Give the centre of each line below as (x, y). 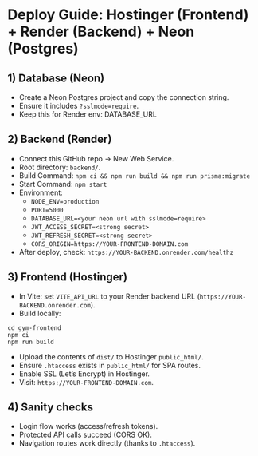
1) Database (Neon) (56, 78)
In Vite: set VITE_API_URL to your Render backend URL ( (109, 296)
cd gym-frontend (34, 328)
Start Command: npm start (63, 184)
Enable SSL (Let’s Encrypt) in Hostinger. (84, 374)
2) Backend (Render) (60, 139)
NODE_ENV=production (65, 201)
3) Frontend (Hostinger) (68, 277)
